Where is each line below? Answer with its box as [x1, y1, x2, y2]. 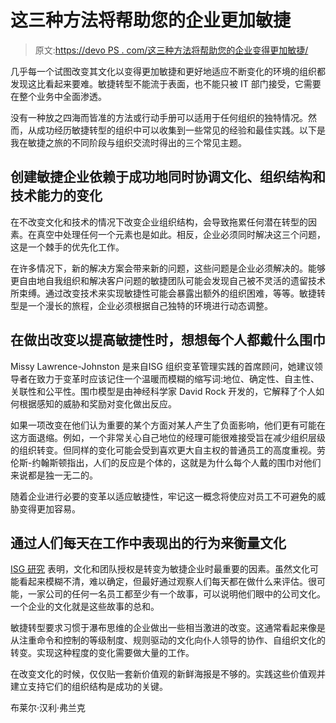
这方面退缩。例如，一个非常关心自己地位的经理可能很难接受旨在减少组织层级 [10, 431, 326, 443]
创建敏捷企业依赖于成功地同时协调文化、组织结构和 [10, 169, 326, 186]
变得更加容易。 [18, 502, 81, 515]
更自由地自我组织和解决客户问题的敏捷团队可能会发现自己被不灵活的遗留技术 [10, 274, 326, 286]
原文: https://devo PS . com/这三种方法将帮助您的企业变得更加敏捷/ [34, 44, 309, 56]
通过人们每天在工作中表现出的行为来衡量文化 [10, 534, 287, 551]
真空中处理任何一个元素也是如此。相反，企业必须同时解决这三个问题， [36, 228, 326, 240]
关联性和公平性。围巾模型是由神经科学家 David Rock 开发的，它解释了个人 [10, 385, 317, 397]
